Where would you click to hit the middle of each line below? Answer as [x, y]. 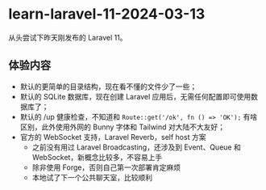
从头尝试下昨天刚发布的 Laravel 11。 [68, 37]
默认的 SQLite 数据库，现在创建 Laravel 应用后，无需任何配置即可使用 [135, 96]
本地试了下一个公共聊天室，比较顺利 [92, 177]
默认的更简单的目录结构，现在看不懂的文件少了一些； [108, 87]
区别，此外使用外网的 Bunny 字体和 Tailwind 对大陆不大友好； [123, 127]
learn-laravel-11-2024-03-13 [107, 14]
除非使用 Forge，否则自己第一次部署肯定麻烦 [106, 167]
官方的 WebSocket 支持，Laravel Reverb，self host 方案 [113, 137]
